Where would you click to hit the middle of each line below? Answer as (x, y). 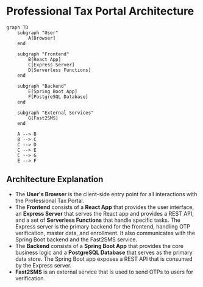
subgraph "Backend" (42, 86)
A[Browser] (42, 38)
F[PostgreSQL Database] (58, 97)
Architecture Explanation (55, 179)
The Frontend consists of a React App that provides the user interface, (104, 207)
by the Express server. (43, 265)
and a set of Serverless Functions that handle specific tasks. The (98, 220)
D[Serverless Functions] (60, 70)
